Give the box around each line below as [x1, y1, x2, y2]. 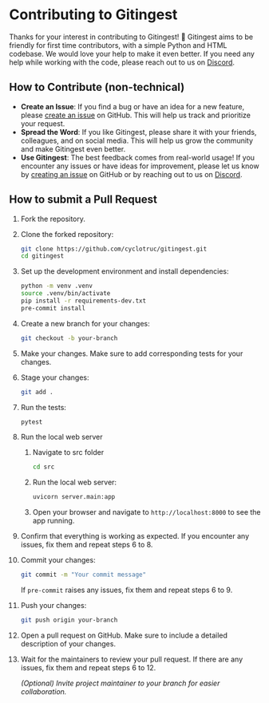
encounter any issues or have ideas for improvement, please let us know [20, 161, 259, 171]
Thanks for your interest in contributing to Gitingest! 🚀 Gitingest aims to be [9, 32, 254, 41]
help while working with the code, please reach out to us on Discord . [9, 57, 235, 67]
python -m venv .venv [20, 282, 93, 290]
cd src [32, 463, 55, 472]
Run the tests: [20, 402, 67, 412]
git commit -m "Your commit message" [20, 571, 147, 579]
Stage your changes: [20, 373, 90, 382]
